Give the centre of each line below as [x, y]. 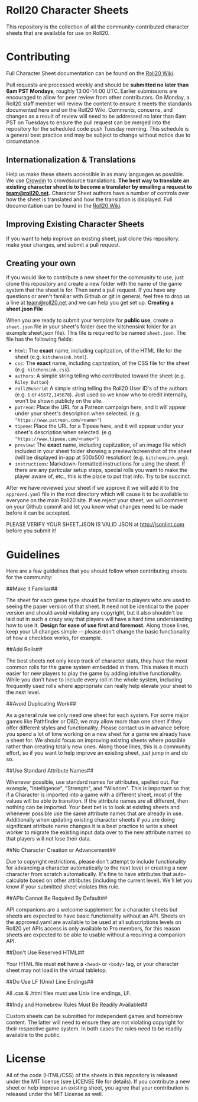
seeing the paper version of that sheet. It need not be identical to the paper [98, 606]
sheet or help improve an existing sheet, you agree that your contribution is [98, 1088]
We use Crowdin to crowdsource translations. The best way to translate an [98, 180]
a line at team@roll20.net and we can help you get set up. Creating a [90, 303]
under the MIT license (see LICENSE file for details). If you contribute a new [98, 1082]
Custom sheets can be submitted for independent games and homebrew [95, 1016]
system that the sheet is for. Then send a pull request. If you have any [91, 290]
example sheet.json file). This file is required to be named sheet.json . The [96, 333]
